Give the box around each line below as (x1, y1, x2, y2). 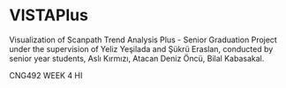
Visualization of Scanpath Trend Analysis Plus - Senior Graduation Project (9, 34, 278, 45)
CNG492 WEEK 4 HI (9, 70, 83, 80)
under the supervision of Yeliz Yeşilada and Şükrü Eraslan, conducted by (9, 43, 274, 54)
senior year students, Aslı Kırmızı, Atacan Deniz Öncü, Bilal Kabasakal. (9, 53, 265, 63)
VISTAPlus (9, 5, 88, 26)
